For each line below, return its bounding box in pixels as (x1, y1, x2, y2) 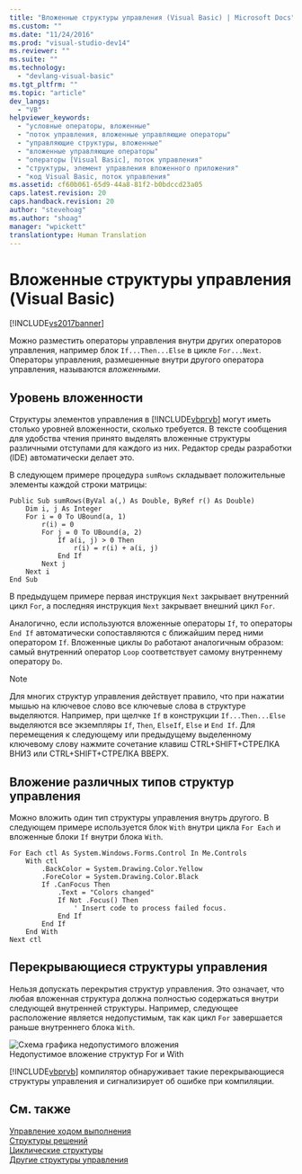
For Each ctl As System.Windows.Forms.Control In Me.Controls (9, 849, 247, 858)
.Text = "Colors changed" (57, 887, 155, 897)
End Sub (9, 575, 39, 584)
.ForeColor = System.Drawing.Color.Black (41, 872, 200, 881)
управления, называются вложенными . (9, 364, 161, 375)
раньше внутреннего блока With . (9, 1021, 136, 1032)
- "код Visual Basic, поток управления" (17, 172, 171, 181)
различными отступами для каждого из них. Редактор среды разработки (9, 442, 292, 454)
